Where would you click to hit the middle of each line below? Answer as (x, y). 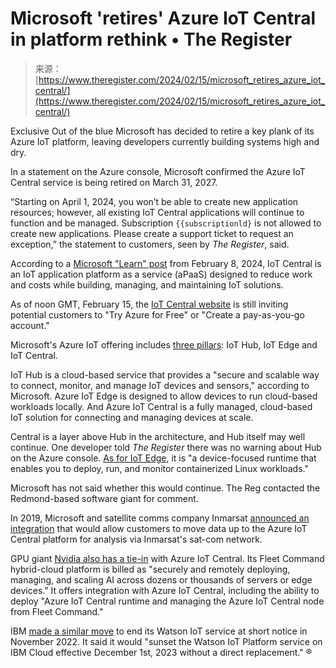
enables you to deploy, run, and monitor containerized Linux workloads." (159, 468)
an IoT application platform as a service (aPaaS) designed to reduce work (161, 274)
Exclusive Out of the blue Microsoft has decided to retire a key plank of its (162, 131)
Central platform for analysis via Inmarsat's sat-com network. (136, 539)
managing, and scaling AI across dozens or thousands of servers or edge (161, 579)
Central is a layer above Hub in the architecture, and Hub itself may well (158, 436)
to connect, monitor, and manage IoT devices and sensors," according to (160, 385)
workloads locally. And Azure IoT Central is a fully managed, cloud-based (161, 406)
